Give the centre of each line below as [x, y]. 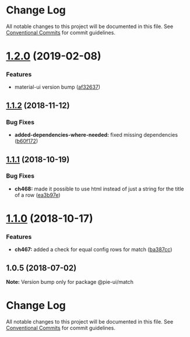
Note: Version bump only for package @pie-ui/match [70, 282]
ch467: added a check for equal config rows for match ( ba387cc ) [93, 249]
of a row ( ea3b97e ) [37, 195]
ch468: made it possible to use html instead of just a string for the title [99, 189]
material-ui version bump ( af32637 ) [57, 87]
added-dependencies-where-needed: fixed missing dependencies [96, 135]
